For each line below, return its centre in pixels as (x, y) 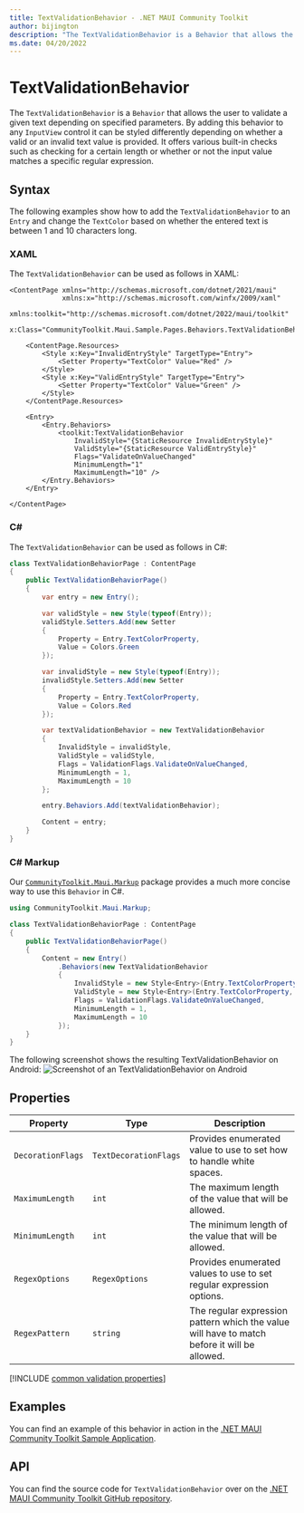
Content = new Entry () (85, 958)
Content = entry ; (74, 822)
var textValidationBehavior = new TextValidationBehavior (153, 730)
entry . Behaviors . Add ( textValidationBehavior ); (131, 806)
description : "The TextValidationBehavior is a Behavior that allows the (152, 34)
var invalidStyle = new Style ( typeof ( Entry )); (131, 672)
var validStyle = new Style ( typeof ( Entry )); (127, 613)
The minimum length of (238, 1225)
